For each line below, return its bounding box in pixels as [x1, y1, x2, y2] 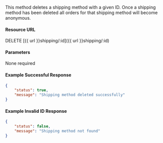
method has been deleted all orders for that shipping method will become [5, 10, 158, 16]
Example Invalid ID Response [5, 108, 67, 114]
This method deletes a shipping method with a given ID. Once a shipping [5, 5, 156, 10]
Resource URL [5, 26, 36, 32]
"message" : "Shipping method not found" [14, 128, 100, 134]
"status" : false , [14, 124, 51, 129]
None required [5, 60, 35, 66]
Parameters [5, 49, 30, 55]
